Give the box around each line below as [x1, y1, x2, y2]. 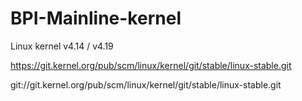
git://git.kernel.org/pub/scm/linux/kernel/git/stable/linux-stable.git [10, 78, 282, 91]
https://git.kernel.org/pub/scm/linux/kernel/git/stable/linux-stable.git [10, 59, 292, 71]
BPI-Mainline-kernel [10, 7, 182, 30]
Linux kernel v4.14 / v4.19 [10, 40, 114, 52]
